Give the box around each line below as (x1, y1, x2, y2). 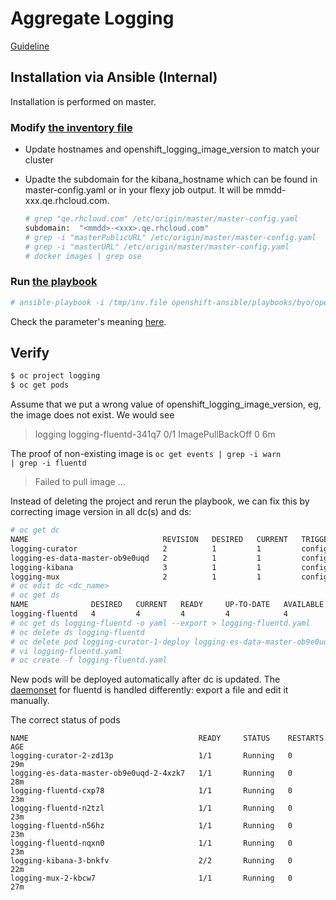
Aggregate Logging (10, 7, 175, 30)
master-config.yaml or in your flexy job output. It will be (24, 184, 254, 196)
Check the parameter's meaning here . (10, 315, 167, 327)
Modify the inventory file (10, 120, 133, 134)
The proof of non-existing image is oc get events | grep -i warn (10, 448, 282, 460)
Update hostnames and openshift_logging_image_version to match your (24, 143, 320, 156)
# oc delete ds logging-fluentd (10, 627, 145, 637)
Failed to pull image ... (34, 476, 126, 488)
